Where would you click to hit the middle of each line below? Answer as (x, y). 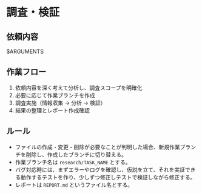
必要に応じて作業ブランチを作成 (55, 95)
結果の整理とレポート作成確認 (52, 110)
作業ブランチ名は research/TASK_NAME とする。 (73, 162)
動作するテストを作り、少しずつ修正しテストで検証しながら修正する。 (108, 177)
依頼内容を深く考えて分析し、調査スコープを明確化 (79, 88)
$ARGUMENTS (25, 51)
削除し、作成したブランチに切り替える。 (76, 154)
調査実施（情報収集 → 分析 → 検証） (60, 103)
